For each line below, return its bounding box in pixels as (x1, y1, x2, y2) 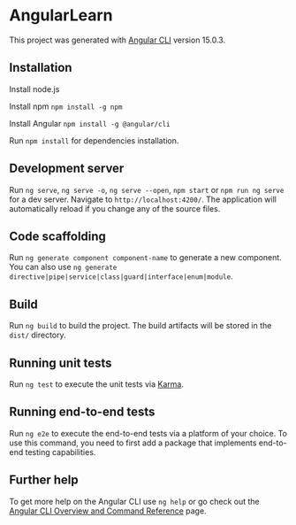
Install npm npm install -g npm (9, 101, 123, 112)
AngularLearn (9, 5, 113, 26)
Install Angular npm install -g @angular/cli (9, 118, 171, 128)
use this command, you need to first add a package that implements (9, 437, 257, 448)
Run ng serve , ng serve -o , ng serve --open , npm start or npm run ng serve (9, 184, 285, 195)
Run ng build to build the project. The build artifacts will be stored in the (9, 320, 272, 331)
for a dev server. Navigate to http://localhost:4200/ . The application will (9, 194, 277, 205)
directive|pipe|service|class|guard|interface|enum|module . (9, 271, 233, 282)
